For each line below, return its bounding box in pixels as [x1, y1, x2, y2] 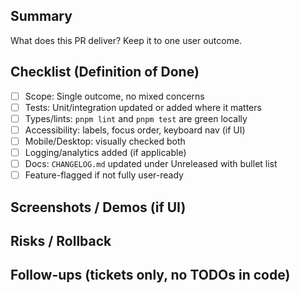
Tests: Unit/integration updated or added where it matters [24, 101, 262, 113]
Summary [10, 8, 73, 25]
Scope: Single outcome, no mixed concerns [24, 90, 205, 102]
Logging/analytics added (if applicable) [24, 146, 187, 158]
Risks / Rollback [10, 232, 112, 249]
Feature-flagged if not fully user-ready [24, 169, 184, 181]
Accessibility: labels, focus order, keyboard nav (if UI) [24, 124, 246, 136]
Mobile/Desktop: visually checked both [24, 135, 186, 147]
